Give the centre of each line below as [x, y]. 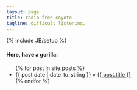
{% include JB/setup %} [37, 41]
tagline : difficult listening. [46, 23]
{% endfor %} [33, 81]
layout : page [23, 12]
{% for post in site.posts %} [50, 68]
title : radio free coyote [39, 18]
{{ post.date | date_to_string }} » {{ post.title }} [73, 74]
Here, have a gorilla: [32, 54]
